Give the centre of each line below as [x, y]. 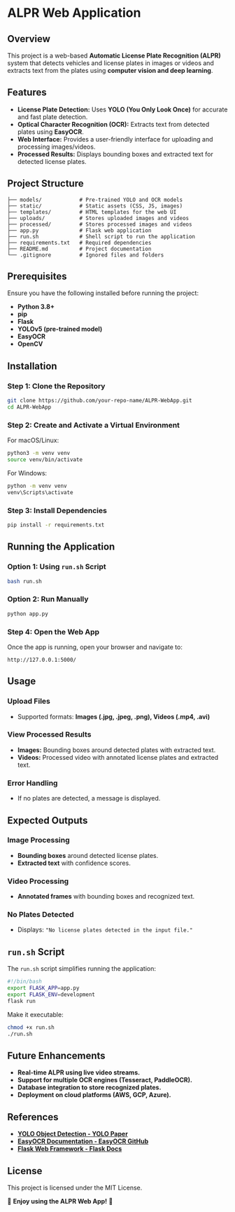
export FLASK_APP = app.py [43, 988]
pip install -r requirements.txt [56, 525]
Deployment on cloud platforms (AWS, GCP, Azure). [94, 1095]
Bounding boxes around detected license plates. [88, 855]
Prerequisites [37, 277]
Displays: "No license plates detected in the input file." [105, 930]
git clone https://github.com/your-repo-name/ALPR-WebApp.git [100, 401]
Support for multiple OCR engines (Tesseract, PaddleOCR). [105, 1080]
